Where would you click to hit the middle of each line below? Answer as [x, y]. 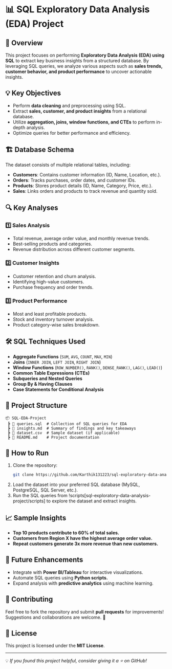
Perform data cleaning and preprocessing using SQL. [69, 105]
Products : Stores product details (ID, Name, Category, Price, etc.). [82, 186]
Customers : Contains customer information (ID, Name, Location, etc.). [87, 174]
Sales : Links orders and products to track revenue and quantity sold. [85, 191]
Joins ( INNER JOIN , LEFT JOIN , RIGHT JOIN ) [57, 362]
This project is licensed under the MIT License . [55, 646]
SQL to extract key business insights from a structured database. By [77, 61]
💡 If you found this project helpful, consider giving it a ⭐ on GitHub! [76, 661]
